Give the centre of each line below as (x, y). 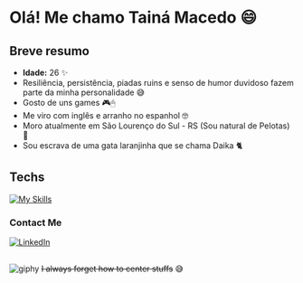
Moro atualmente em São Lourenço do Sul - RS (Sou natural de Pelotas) (156, 126)
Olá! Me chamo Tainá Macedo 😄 (133, 18)
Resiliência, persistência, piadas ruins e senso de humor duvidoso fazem (158, 83)
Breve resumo (50, 51)
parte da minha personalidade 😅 (84, 92)
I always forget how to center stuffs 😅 (112, 269)
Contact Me (36, 222)
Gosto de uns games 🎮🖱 (69, 103)
